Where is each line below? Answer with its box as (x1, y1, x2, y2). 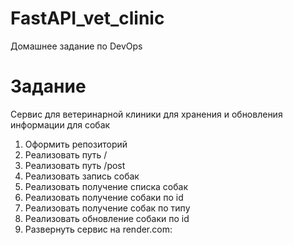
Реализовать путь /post (24, 159, 126, 171)
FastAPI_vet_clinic (10, 7, 165, 30)
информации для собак (10, 118, 111, 131)
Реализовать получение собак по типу (24, 202, 191, 214)
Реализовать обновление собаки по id (24, 212, 190, 224)
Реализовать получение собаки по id (24, 191, 184, 203)
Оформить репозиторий (24, 138, 128, 150)
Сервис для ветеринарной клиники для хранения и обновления (10, 108, 283, 120)
